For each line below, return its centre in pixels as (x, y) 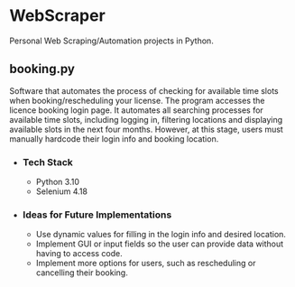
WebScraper (57, 16)
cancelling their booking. (82, 273)
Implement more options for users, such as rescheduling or (146, 264)
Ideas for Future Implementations (97, 215)
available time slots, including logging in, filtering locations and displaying (146, 119)
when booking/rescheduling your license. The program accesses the (137, 100)
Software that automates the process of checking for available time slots (144, 90)
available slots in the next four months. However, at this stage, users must (147, 129)
